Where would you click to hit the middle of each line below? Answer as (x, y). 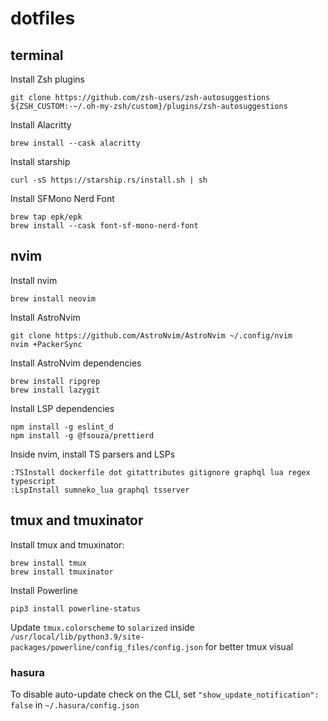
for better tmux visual (249, 646)
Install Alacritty (41, 125)
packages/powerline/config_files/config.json (106, 647)
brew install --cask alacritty (75, 143)
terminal (37, 55)
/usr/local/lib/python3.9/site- (77, 637)
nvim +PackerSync (46, 344)
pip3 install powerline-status (75, 608)
